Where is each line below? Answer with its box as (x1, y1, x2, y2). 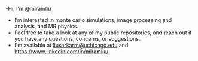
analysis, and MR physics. (14, 23, 79, 30)
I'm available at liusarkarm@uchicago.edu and (14, 41, 129, 49)
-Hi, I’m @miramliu (5, 5, 51, 12)
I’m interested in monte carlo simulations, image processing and (14, 17, 172, 23)
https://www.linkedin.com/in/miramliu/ (14, 48, 109, 55)
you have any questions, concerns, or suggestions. (14, 36, 141, 42)
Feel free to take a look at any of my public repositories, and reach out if (14, 29, 192, 36)
